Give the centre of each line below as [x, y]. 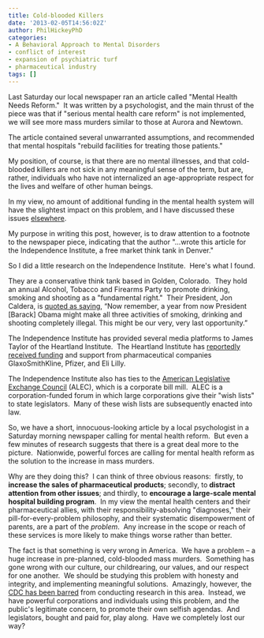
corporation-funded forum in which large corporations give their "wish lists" [131, 395]
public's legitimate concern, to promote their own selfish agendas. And [124, 609]
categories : [28, 38]
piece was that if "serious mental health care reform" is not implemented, [127, 113]
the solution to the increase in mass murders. [82, 461]
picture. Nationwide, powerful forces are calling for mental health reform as [131, 452]
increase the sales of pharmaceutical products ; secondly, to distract [122, 484]
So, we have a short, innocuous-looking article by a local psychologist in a [129, 427]
